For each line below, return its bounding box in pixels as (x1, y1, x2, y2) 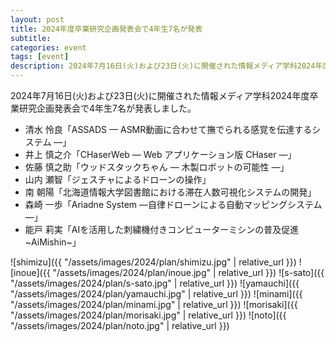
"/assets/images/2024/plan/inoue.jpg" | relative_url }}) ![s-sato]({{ (52, 267, 325, 278)
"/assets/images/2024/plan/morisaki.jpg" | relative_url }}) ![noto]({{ (10, 309, 287, 321)
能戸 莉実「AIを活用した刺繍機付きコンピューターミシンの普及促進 (24, 224, 300, 235)
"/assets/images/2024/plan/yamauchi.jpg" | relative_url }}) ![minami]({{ (10, 288, 303, 300)
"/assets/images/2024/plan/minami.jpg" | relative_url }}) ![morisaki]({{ (10, 299, 298, 310)
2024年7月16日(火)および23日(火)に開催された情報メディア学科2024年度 (10, 90, 310, 101)
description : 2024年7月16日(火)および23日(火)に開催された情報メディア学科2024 (10, 61, 316, 71)
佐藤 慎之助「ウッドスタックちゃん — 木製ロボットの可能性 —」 (24, 161, 290, 173)
